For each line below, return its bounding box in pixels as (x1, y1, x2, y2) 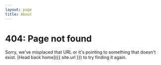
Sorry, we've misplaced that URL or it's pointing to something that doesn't (5, 49, 156, 55)
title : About (5, 12, 32, 17)
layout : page (5, 7, 32, 12)
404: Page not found (5, 33, 92, 44)
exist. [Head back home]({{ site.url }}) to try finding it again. (5, 55, 127, 61)
